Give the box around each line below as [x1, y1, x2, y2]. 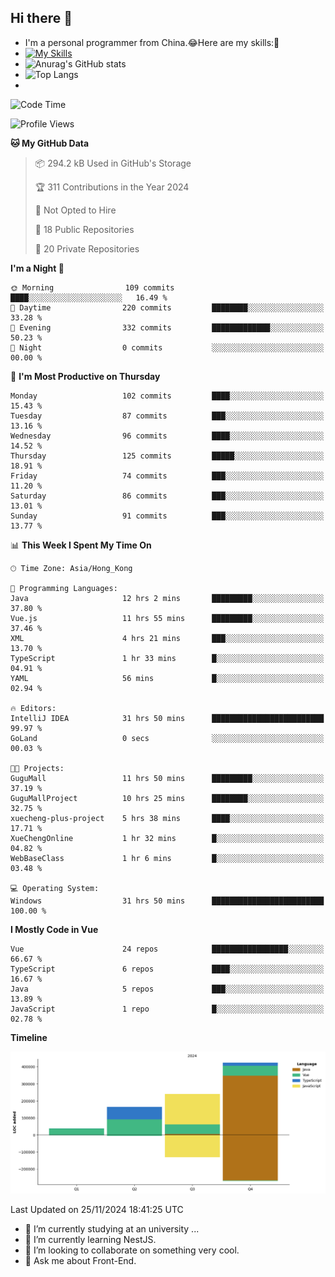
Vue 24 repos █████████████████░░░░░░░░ [10, 944, 325, 954]
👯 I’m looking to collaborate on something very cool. [24, 1244, 240, 1256]
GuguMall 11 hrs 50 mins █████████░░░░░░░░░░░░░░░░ [10, 773, 325, 783]
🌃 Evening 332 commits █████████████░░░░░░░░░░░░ [10, 322, 325, 333]
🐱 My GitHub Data [10, 137, 90, 149]
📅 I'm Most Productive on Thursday [10, 370, 161, 382]
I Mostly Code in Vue [10, 923, 99, 935]
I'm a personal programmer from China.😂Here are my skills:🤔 [24, 36, 280, 48]
